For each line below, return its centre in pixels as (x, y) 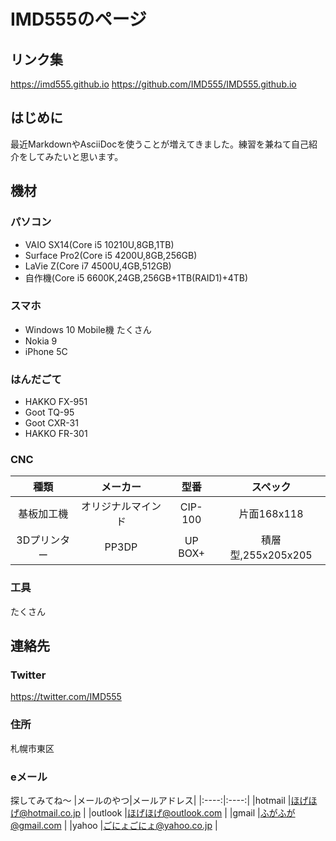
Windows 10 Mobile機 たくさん (88, 329)
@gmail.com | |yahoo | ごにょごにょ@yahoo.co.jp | (114, 825)
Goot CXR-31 (51, 423)
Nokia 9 (41, 341)
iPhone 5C (46, 351)
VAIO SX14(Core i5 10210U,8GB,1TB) (99, 244)
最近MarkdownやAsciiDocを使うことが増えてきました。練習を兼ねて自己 (160, 144)
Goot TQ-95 (49, 412)
